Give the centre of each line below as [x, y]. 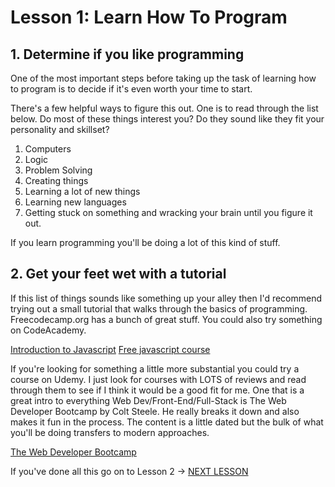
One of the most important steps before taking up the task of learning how [163, 78]
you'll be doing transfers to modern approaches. [110, 432]
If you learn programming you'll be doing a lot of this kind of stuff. [145, 242]
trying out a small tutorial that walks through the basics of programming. [159, 308]
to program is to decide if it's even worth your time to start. [131, 89]
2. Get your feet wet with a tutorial [118, 274]
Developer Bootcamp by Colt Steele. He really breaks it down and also [155, 411]
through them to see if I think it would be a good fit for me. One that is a [157, 390]
